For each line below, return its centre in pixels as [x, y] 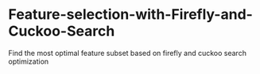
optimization [29, 61]
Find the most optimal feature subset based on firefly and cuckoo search [127, 53]
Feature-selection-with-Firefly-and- [130, 15]
